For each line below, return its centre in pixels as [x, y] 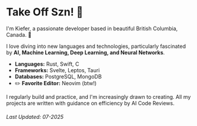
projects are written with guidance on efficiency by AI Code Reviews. [90, 103]
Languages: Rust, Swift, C [47, 64]
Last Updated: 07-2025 [35, 117]
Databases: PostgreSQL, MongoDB [58, 76]
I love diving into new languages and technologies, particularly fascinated [96, 46]
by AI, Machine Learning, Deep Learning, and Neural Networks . [85, 52]
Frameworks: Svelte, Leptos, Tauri [57, 70]
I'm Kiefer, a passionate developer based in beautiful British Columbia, [92, 28]
